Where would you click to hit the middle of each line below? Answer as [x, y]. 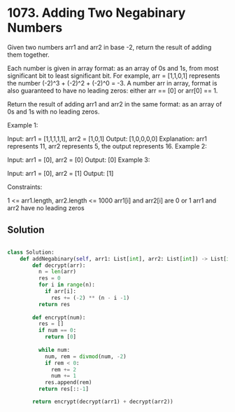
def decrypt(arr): [59, 265]
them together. [29, 55]
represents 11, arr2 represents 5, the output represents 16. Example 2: [107, 146]
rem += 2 [64, 369]
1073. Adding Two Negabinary [97, 13]
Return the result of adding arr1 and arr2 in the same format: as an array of [115, 104]
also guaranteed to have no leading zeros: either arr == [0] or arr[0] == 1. [113, 90]
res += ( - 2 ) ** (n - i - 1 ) [91, 298]
